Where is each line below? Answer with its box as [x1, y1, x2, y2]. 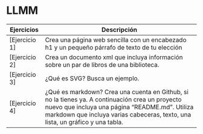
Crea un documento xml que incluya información [45, 53, 183, 61]
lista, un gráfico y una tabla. [45, 118, 124, 126]
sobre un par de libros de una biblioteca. [45, 60, 159, 69]
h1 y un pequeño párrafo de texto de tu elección [45, 43, 182, 51]
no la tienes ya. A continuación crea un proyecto [45, 95, 182, 103]
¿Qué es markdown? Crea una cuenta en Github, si [45, 88, 189, 96]
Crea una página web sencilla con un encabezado [45, 36, 187, 44]
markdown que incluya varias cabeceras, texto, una [45, 110, 192, 118]
